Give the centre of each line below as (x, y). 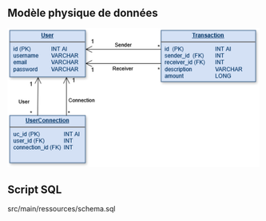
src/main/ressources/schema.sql (62, 209)
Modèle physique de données (83, 13)
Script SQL (35, 189)
